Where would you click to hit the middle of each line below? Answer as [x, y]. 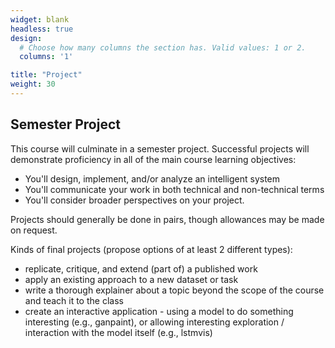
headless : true [42, 29]
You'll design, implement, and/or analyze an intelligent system [152, 178]
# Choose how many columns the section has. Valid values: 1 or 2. [163, 47]
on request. [34, 230]
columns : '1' [46, 57]
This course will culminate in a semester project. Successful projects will [160, 148]
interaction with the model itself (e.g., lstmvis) [118, 332]
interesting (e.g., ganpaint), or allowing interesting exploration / [154, 322]
